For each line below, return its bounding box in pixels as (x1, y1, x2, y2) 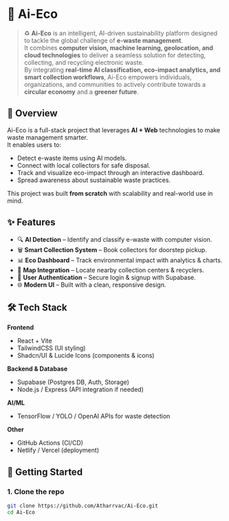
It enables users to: (7, 141, 62, 149)
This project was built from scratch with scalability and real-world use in (7, 189, 213, 197)
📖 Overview (7, 108, 58, 119)
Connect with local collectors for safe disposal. (17, 161, 151, 170)
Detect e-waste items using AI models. (17, 154, 127, 162)
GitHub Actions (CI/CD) (17, 439, 84, 447)
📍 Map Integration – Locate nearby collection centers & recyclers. (17, 265, 204, 274)
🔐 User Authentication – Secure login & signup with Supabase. (17, 273, 196, 281)
